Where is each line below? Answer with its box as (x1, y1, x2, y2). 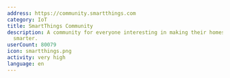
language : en (7, 60, 44, 67)
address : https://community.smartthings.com (7, 9, 136, 17)
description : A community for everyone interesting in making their (7, 28, 207, 36)
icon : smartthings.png (7, 48, 72, 55)
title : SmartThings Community (7, 22, 94, 29)
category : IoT (7, 16, 48, 23)
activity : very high (7, 54, 66, 61)
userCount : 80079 (7, 41, 57, 48)
